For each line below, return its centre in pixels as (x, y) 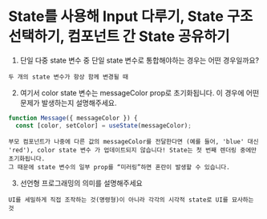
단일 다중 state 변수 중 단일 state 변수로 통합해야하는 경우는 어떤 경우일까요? (139, 60)
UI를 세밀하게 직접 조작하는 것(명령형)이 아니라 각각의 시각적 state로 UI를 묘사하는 (131, 200)
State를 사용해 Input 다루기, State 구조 (131, 16)
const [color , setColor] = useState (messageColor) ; (104, 125)
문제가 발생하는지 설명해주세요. (69, 103)
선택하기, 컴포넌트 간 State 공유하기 (119, 36)
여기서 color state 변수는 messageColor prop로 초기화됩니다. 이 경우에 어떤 (140, 92)
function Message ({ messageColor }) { (73, 118)
